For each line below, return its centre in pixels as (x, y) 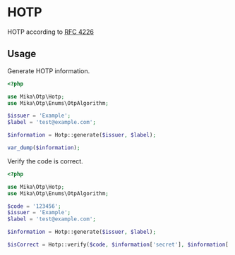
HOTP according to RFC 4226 (50, 32)
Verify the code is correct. (45, 161)
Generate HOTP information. (49, 70)
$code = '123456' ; (34, 206)
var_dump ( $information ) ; (44, 148)
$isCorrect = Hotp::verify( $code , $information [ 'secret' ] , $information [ (118, 244)
